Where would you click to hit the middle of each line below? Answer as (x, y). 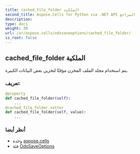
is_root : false (21, 38)
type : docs (17, 24)
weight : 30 (17, 29)
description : (19, 19)
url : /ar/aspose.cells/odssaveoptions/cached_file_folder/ (68, 33)
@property (16, 93)
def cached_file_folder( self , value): (46, 112)
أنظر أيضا (15, 130)
